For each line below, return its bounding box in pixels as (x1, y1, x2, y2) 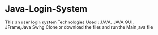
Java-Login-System (5, 3, 88, 14)
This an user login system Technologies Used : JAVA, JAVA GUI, (5, 19, 134, 25)
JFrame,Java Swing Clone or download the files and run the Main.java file (5, 24, 153, 30)
